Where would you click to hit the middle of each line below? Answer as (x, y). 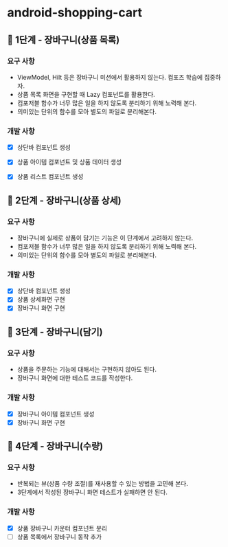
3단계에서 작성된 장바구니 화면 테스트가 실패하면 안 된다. (92, 492)
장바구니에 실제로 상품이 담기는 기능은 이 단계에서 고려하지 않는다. (105, 238)
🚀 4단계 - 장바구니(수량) (55, 446)
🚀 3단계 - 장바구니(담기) (55, 332)
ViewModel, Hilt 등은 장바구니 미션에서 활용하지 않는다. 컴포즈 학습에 (110, 77)
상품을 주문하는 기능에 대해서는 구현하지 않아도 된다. (87, 370)
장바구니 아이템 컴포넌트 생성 (56, 414)
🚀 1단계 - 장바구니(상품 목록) (64, 40)
